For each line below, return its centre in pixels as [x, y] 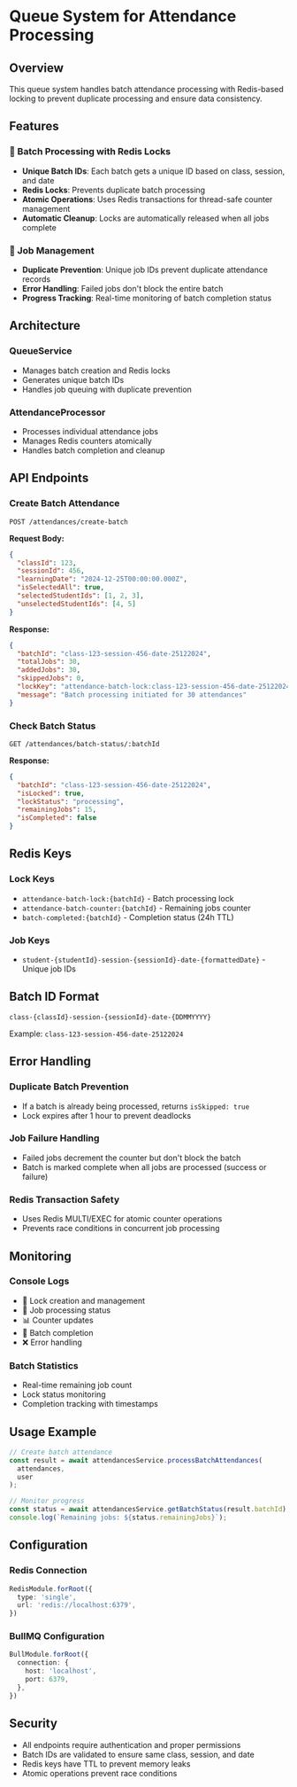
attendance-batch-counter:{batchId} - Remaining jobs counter [136, 908]
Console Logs [39, 1281]
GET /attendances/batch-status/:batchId [85, 744]
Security [33, 1724]
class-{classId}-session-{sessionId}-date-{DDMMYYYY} [110, 1017]
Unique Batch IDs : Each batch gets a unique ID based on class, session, [153, 171]
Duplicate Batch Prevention [69, 1087]
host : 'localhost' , [61, 1671]
